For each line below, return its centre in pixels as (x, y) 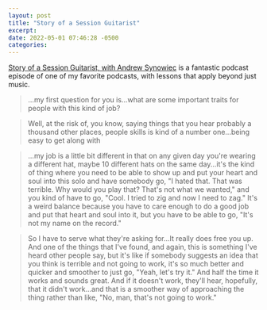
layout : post (30, 15)
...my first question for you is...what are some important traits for (133, 100)
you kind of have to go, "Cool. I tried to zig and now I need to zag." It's (143, 198)
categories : (28, 45)
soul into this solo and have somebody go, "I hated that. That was (135, 181)
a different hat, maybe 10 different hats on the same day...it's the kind (141, 164)
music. (19, 85)
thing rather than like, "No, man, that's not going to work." (122, 297)
